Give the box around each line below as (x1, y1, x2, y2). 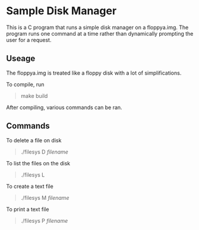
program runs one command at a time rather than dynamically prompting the (6, 30, 194, 37)
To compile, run (6, 81, 45, 88)
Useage (6, 53, 36, 63)
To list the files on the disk (6, 159, 70, 167)
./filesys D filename (20, 148, 68, 155)
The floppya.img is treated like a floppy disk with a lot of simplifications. (6, 69, 182, 76)
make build (20, 92, 48, 99)
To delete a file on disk (6, 136, 62, 143)
